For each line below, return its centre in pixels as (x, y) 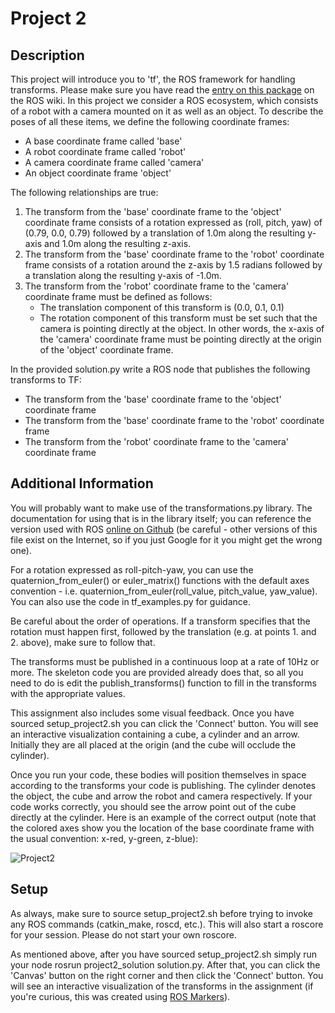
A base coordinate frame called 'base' (103, 141)
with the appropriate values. (68, 693)
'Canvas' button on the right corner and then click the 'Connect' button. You (167, 975)
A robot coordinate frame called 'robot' (105, 151)
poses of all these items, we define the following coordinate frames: (150, 121)
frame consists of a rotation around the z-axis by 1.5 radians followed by (173, 265)
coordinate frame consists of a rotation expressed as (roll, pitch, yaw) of (173, 222)
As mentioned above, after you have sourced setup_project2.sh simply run (164, 954)
